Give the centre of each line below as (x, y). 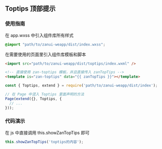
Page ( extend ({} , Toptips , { (34, 99)
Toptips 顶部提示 (30, 9)
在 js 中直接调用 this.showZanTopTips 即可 (47, 132)
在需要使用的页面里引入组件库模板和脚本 (45, 54)
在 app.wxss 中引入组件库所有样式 (39, 35)
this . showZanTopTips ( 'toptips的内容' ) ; (44, 142)
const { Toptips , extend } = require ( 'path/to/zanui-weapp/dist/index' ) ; (81, 86)
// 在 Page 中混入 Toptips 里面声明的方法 (45, 94)
